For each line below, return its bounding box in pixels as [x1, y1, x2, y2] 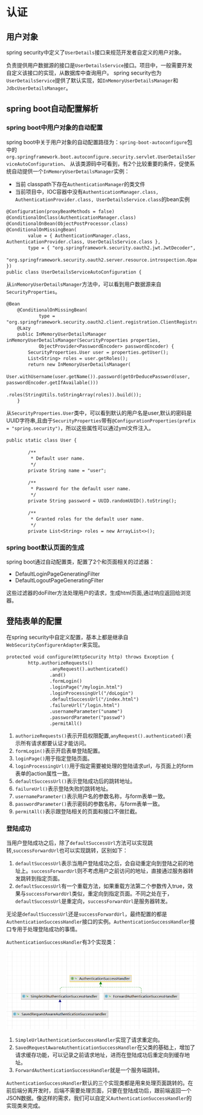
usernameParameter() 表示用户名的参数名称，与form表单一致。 [14, 792, 169, 800]
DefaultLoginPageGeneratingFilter [14, 570, 100, 577]
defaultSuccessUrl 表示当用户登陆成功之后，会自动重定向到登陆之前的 [14, 860, 188, 867]
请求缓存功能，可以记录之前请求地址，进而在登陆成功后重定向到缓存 [14, 1051, 185, 1058]
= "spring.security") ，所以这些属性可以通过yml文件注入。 [6, 424, 154, 431]
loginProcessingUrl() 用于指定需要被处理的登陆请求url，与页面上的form [14, 762, 194, 770]
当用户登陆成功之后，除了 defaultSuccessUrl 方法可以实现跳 [6, 839, 153, 847]
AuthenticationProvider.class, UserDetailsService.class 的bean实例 [14, 195, 190, 203]
